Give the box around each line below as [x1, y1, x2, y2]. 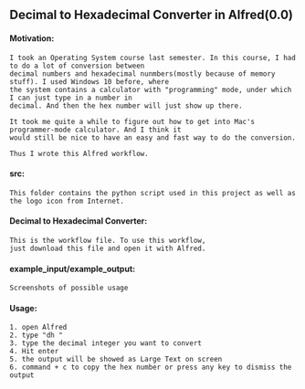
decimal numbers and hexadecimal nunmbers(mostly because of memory [9, 68, 276, 79]
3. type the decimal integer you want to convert [9, 339, 203, 348]
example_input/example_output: [9, 263, 135, 274]
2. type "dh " [9, 331, 64, 341]
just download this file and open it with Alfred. [9, 244, 206, 253]
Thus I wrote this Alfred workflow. [9, 149, 149, 158]
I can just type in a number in [9, 93, 132, 102]
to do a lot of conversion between [9, 61, 145, 70]
